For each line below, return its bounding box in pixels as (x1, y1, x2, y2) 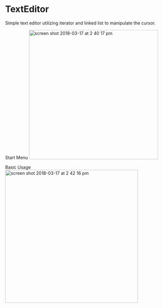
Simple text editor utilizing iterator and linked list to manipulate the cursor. (5, 20, 156, 26)
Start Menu (5, 154, 28, 160)
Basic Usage (5, 164, 31, 170)
